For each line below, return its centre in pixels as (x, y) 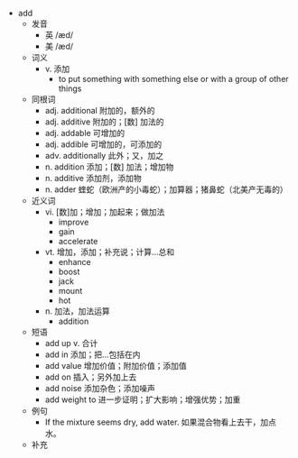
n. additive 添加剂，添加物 (93, 178)
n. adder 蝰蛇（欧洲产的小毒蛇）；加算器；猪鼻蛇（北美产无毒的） (167, 189)
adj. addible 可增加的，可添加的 (103, 144)
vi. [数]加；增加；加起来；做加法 (105, 212)
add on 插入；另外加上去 (91, 377)
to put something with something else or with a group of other (173, 79)
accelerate (78, 241)
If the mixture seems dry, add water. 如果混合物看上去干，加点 (161, 422)
